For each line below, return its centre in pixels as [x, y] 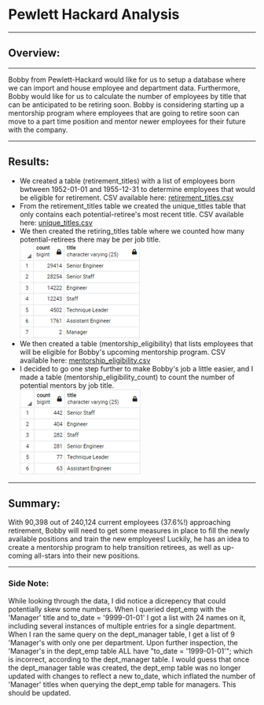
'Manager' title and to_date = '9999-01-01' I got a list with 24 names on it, [127, 617]
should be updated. [40, 692]
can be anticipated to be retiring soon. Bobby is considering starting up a [126, 105]
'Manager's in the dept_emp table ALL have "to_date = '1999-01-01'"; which [130, 651]
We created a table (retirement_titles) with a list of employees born [127, 181]
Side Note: [29, 584]
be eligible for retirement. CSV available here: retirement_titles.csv [126, 197]
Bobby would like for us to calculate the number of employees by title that [127, 96]
